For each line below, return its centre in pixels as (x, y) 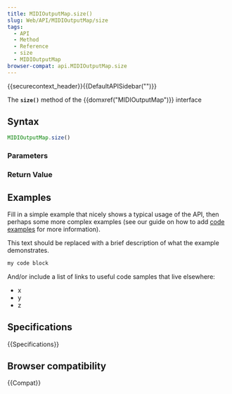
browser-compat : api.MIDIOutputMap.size (67, 66)
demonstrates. (28, 250)
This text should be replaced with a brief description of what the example (113, 242)
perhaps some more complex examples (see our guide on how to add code (116, 221)
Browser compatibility (57, 366)
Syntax (23, 122)
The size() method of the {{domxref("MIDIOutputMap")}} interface (105, 100)
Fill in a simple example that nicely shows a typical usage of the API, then (113, 214)
